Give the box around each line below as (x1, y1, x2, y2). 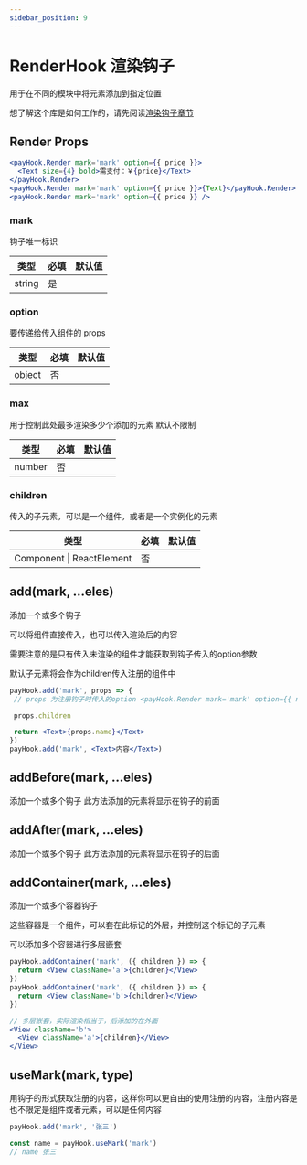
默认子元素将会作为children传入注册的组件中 (9, 668, 176, 679)
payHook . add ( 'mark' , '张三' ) (9, 1122, 118, 1131)
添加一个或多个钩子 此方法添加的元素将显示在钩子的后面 (9, 848, 220, 859)
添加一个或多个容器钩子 (9, 900, 98, 911)
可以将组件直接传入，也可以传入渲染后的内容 (9, 628, 178, 640)
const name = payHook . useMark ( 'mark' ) (9, 1138, 157, 1148)
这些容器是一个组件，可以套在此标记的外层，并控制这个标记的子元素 (9, 920, 266, 931)
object (14, 369, 41, 381)
